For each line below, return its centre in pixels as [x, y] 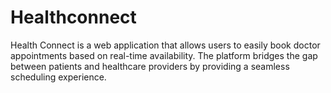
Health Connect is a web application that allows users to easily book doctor [165, 45]
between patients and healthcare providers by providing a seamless [150, 66]
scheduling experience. [58, 77]
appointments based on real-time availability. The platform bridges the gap [164, 55]
